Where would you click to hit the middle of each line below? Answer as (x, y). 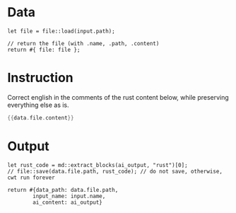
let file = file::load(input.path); (61, 31)
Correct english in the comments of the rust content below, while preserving (118, 97)
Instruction (40, 78)
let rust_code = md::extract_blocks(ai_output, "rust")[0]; (98, 165)
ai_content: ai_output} (67, 202)
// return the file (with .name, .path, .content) (83, 43)
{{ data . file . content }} (41, 117)
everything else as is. (38, 105)
